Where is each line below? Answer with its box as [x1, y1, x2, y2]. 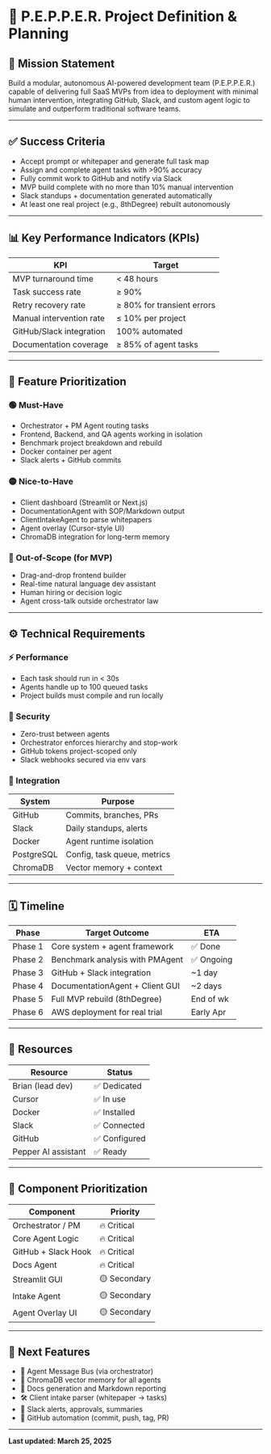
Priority [110, 1206, 140, 1217]
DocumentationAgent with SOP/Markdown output [19, 505, 186, 516]
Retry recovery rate [12, 299, 86, 311]
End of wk [190, 994, 230, 1004]
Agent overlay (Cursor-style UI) [19, 523, 125, 533]
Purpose [101, 796, 135, 807]
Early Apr [190, 1007, 227, 1017]
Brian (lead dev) [12, 1080, 73, 1091]
